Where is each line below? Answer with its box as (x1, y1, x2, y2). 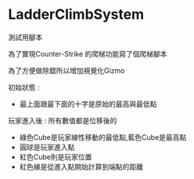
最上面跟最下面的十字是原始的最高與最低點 (19, 99, 157, 108)
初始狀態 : (8, 82, 40, 92)
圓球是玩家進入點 (19, 142, 75, 152)
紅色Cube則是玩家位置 (19, 152, 92, 162)
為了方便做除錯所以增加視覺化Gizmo (8, 65, 125, 75)
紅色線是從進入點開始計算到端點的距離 (19, 162, 143, 171)
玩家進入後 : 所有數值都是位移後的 (8, 115, 117, 125)
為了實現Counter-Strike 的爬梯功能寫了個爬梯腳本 (8, 49, 167, 58)
